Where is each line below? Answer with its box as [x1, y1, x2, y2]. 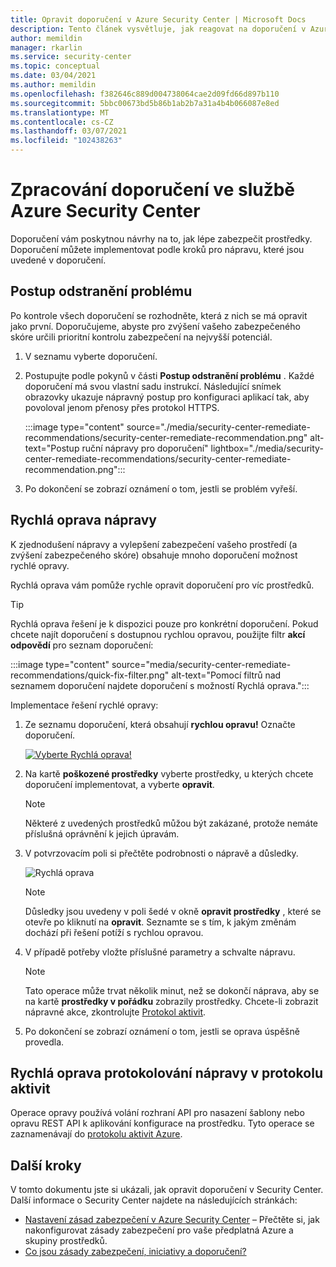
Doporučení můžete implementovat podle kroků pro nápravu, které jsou [10, 243, 305, 255]
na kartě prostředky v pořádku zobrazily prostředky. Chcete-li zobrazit [24, 995, 319, 1007]
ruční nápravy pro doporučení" [81, 442, 209, 454]
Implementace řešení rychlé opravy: [10, 699, 159, 711]
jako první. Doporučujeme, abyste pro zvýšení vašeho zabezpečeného [10, 320, 301, 332]
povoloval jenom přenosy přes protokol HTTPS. [24, 401, 220, 413]
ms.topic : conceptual [10, 61, 101, 71]
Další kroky [10, 1157, 82, 1174]
